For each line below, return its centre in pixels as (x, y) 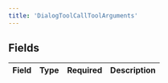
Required (85, 70)
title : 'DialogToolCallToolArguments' (73, 16)
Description (133, 70)
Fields (24, 48)
